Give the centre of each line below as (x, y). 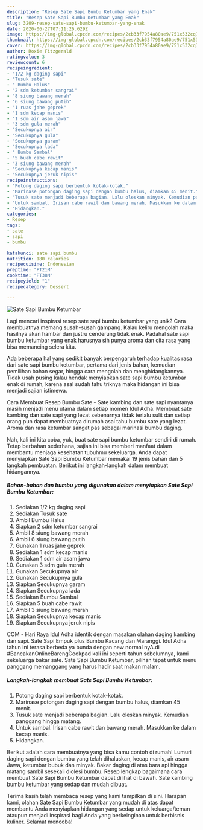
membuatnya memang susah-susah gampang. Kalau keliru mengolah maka (100, 327)
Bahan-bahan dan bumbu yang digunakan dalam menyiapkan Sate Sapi (100, 485)
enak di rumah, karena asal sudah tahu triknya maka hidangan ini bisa (93, 384)
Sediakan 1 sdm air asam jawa (53, 558)
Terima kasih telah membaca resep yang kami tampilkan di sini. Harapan (97, 796)
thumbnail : (20, 40)
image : (15, 34)
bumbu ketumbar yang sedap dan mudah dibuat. (67, 784)
